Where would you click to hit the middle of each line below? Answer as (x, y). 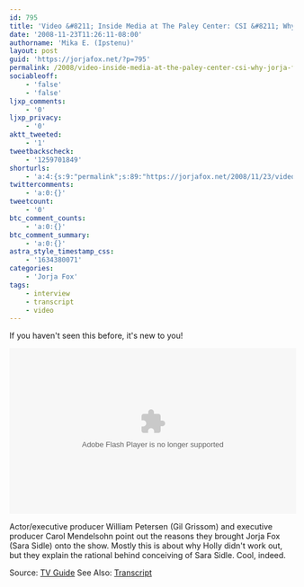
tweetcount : (31, 202)
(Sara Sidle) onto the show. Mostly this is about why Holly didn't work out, (146, 546)
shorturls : (30, 168)
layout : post (34, 51)
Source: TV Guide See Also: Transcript (81, 573)
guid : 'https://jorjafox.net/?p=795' (80, 59)
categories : (31, 269)
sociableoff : (34, 76)
